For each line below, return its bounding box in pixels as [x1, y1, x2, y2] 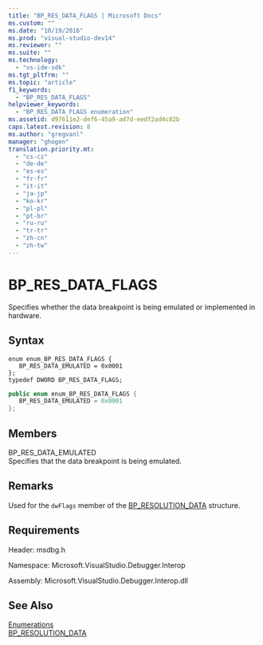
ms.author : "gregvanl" [8, 130, 84, 138]
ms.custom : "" [8, 19, 56, 27]
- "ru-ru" [15, 219, 48, 227]
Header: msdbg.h [8, 545, 66, 554]
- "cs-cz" [15, 152, 48, 160]
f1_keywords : [8, 85, 52, 94]
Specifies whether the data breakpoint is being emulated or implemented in [8, 302, 256, 312]
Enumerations [8, 619, 54, 630]
